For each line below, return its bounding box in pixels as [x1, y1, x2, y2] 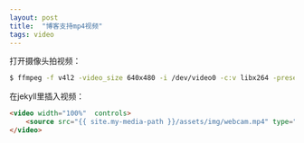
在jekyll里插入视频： [9, 91, 84, 102]
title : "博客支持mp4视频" [9, 22, 103, 31]
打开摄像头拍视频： [9, 56, 81, 67]
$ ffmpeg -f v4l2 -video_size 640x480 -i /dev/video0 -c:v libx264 [9, 74, 270, 83]
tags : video [9, 30, 54, 39]
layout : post [9, 13, 59, 22]
